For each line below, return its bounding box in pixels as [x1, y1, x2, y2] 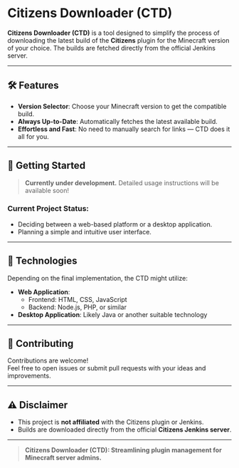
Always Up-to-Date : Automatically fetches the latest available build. [17, 117, 218, 125]
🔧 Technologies [7, 255, 78, 267]
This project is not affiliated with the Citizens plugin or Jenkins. [17, 418, 204, 427]
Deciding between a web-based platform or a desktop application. [17, 219, 213, 229]
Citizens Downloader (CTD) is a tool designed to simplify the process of [7, 28, 220, 37]
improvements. [7, 372, 51, 380]
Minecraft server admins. [24, 454, 102, 462]
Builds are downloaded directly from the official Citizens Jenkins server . [17, 425, 232, 434]
